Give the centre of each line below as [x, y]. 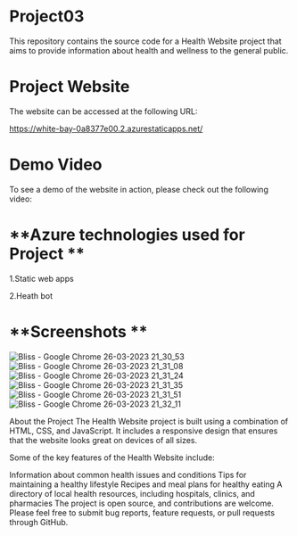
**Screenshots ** [78, 331]
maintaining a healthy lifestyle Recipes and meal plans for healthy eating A [146, 484]
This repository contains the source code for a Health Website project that [146, 41]
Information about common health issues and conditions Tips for [128, 474]
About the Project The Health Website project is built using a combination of [149, 421]
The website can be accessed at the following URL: [103, 111]
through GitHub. [39, 522]
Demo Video [56, 165]
